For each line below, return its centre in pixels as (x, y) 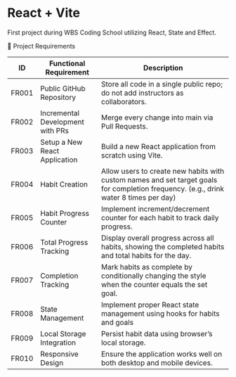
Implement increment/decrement (155, 209)
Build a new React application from (158, 146)
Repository (58, 97)
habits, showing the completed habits (163, 246)
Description (163, 68)
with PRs (54, 130)
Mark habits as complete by (147, 267)
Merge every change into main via (157, 117)
